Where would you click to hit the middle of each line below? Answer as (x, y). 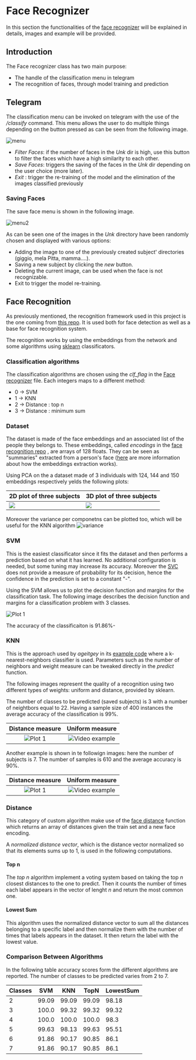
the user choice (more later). (49, 171)
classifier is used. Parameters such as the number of (116, 660)
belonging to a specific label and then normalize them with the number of (95, 929)
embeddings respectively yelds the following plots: (67, 482)
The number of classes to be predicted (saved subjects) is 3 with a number (97, 701)
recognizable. (31, 277)
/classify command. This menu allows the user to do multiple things (88, 123)
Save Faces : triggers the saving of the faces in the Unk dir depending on (102, 164)
